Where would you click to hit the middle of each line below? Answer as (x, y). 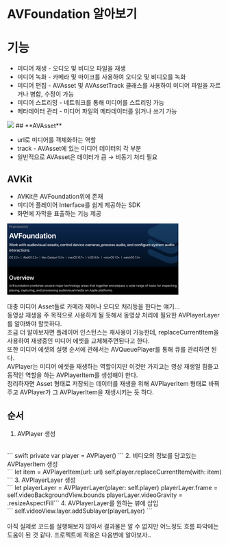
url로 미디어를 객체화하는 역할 (56, 140)
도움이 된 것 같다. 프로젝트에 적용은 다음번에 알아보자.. (79, 535)
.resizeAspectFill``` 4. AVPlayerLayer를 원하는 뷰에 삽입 (83, 503)
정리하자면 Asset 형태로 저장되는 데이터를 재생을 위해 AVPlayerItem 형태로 (107, 383)
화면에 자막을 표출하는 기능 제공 (59, 213)
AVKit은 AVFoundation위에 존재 (60, 196)
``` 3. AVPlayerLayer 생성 (41, 480)
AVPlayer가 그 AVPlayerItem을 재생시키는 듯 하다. (87, 392)
